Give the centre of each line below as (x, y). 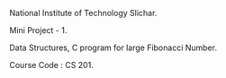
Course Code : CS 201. (52, 65)
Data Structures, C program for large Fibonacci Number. (113, 48)
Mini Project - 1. (38, 30)
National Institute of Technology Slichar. (83, 13)
